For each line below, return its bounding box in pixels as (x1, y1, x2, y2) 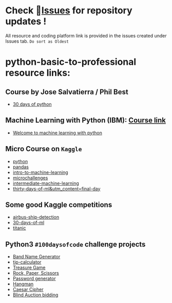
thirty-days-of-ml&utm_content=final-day (12, 185, 101, 192)
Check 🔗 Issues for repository (5, 5, 132, 16)
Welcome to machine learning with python (12, 130, 103, 136)
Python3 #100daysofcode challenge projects (5, 240, 146, 248)
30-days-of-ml (12, 220, 45, 226)
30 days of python (12, 101, 52, 107)
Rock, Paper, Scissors (12, 270, 59, 276)
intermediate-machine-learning (12, 180, 80, 186)
